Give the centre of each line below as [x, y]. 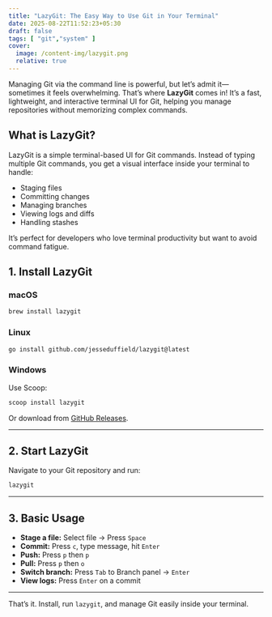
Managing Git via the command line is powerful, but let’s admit [112, 84]
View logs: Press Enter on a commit [80, 581]
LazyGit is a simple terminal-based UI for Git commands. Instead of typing [132, 155]
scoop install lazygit [47, 402]
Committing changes [55, 196]
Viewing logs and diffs [57, 213]
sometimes [27, 92]
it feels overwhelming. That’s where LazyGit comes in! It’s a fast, [154, 92]
